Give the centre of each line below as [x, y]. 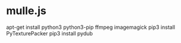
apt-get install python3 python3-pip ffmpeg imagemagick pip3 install [91, 27]
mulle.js [26, 11]
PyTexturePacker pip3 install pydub [50, 33]
